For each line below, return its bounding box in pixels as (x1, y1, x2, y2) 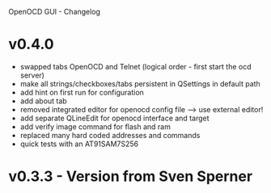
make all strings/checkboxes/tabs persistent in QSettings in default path (19, 78, 260, 88)
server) (19, 70, 44, 80)
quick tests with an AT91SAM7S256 (19, 139, 139, 149)
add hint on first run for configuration (19, 87, 144, 97)
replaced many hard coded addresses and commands (19, 130, 201, 140)
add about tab (19, 96, 67, 106)
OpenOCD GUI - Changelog (8, 7, 101, 16)
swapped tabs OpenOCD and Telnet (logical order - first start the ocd (19, 61, 252, 71)
